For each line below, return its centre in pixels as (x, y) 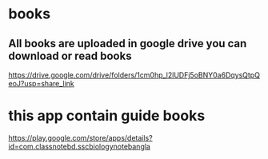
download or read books (70, 56)
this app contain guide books (107, 116)
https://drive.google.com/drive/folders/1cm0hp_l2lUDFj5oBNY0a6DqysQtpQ (134, 75)
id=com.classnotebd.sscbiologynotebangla (79, 146)
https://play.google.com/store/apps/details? (81, 137)
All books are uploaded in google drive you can (128, 44)
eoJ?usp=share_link (41, 83)
